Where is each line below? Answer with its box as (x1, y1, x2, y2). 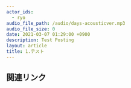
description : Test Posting (6, 37, 74, 43)
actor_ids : (6, 8, 34, 15)
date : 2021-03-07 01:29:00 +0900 (6, 32, 91, 38)
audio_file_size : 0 (6, 25, 56, 32)
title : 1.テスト (6, 49, 45, 55)
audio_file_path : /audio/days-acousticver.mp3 (6, 20, 126, 26)
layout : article (6, 43, 47, 49)
